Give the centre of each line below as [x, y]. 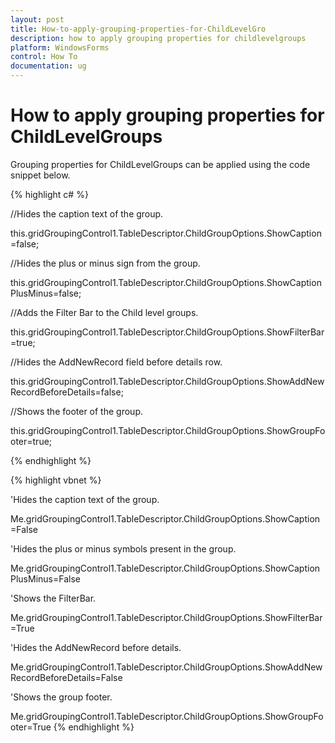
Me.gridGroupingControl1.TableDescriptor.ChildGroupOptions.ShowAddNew [166, 667]
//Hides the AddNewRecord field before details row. [116, 362]
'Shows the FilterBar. [53, 598]
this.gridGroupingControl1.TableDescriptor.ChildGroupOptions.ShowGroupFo [168, 430]
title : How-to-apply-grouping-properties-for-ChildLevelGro [138, 29]
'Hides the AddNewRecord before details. [96, 647]
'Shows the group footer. [61, 697]
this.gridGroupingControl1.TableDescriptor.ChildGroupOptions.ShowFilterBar [167, 332]
